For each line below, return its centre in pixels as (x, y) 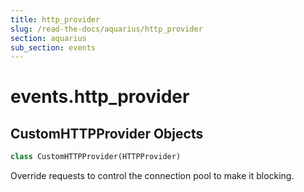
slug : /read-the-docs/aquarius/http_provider (106, 29)
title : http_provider (55, 19)
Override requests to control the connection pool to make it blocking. (152, 176)
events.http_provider (100, 97)
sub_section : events (53, 47)
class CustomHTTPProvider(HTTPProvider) (96, 157)
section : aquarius (48, 38)
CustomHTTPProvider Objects (107, 133)
